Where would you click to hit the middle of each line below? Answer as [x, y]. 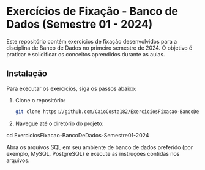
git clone [28, 112]
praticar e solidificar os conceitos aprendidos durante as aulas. [86, 54]
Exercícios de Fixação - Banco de [92, 11]
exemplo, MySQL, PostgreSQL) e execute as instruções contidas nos [93, 153]
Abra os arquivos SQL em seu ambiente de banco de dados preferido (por [100, 147]
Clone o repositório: [40, 100]
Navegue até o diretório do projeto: [59, 123]
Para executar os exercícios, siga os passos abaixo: [71, 88]
